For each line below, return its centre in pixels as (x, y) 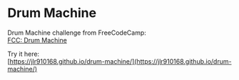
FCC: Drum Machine (37, 40)
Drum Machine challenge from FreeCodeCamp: (77, 33)
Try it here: (24, 54)
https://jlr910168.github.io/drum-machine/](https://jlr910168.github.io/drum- (121, 61)
